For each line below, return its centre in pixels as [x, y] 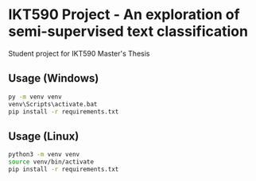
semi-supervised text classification [128, 31]
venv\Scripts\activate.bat [53, 104]
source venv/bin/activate [51, 162]
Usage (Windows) [54, 78]
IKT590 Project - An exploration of [124, 15]
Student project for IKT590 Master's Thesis [79, 53]
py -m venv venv [35, 97]
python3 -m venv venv [44, 155]
